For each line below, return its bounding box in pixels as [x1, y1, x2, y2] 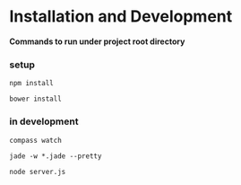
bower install [9, 94, 63, 104]
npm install [9, 79, 54, 88]
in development [9, 115, 79, 128]
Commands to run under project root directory [9, 36, 185, 47]
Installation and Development [9, 6, 233, 27]
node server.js [9, 167, 66, 176]
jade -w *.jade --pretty [9, 151, 102, 161]
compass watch [9, 136, 63, 145]
